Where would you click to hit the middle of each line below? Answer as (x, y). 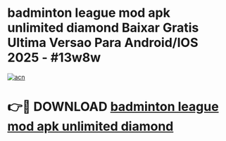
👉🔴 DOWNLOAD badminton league (113, 107)
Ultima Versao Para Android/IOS (103, 43)
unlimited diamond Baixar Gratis (103, 28)
